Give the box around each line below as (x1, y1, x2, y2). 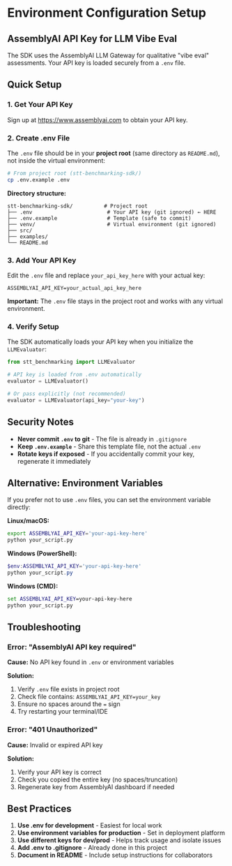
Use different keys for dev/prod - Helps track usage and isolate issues (17, 836, 222, 844)
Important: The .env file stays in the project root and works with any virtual (7, 297, 223, 305)
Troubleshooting (7, 621, 82, 633)
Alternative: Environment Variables (7, 477, 164, 489)
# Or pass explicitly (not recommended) (7, 390, 127, 397)
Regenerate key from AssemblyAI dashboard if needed (17, 782, 175, 791)
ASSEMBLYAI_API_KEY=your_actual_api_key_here (7, 285, 141, 292)
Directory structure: (7, 189, 66, 197)
